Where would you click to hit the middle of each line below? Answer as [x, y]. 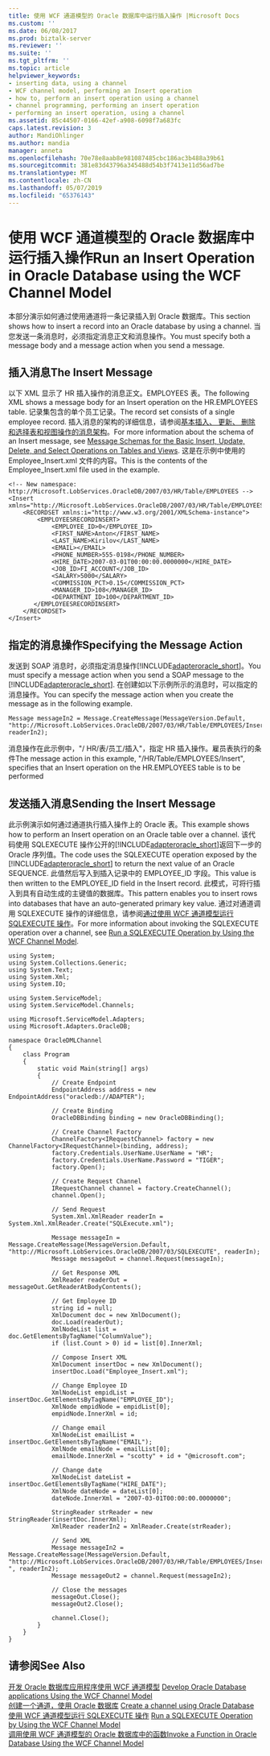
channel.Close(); [80, 1618]
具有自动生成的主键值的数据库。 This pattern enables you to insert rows [140, 893]
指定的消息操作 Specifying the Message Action [126, 645]
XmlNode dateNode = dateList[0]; [107, 1491]
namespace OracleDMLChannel [55, 1040]
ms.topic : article [39, 68]
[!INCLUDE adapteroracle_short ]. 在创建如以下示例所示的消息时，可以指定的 [133, 684]
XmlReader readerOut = [89, 1280]
